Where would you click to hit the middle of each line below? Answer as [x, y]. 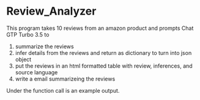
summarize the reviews [45, 46]
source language [36, 72]
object [23, 59]
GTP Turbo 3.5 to [28, 34]
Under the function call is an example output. [63, 90]
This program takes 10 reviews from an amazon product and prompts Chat [100, 28]
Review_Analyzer [51, 11]
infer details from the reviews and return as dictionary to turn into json [103, 52]
